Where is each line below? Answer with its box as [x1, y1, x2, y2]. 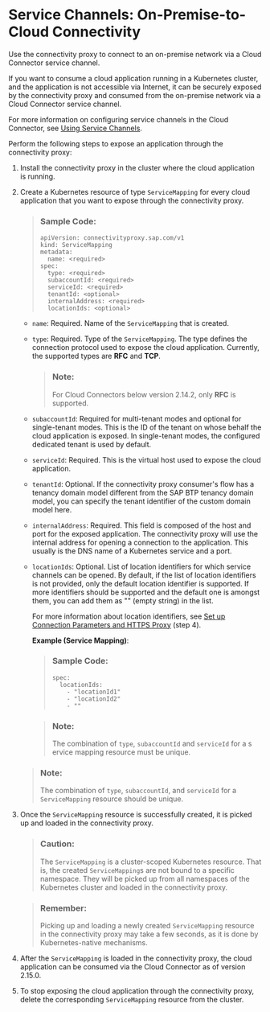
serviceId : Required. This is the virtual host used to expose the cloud [31, 455, 261, 464]
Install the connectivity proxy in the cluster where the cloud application [19, 162, 255, 172]
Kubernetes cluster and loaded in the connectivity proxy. [39, 882, 228, 892]
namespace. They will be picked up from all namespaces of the [39, 874, 251, 883]
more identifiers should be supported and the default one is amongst [31, 587, 260, 597]
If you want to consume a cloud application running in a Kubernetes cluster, [8, 73, 259, 83]
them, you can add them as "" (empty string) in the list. [31, 595, 215, 605]
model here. [31, 504, 72, 514]
